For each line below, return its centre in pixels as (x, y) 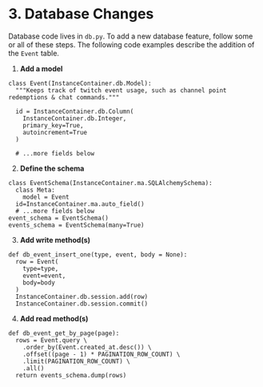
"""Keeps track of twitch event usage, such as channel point (121, 90)
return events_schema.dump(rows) (71, 375)
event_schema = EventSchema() (59, 218)
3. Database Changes (81, 14)
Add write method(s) (55, 240)
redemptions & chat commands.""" (64, 97)
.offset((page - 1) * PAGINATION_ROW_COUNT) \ (102, 354)
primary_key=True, (53, 125)
